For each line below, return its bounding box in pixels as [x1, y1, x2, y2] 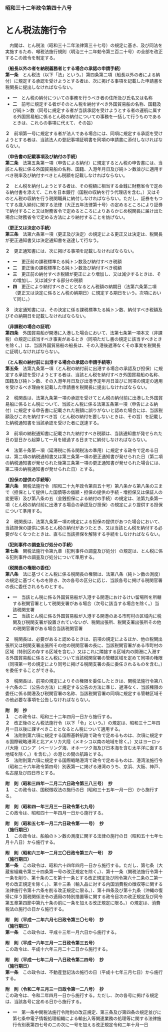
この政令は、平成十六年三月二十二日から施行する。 [5, 946, 110, 952]
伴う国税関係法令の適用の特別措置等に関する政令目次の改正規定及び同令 [13, 893, 163, 899]
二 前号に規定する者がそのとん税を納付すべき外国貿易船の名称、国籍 [12, 101, 157, 107]
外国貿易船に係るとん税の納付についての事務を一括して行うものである [16, 113, 161, 119]
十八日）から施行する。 [9, 839, 58, 845]
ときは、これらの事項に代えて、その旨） [12, 119, 96, 125]
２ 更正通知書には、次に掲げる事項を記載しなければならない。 [5, 247, 136, 253]
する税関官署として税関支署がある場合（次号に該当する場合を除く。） [12, 600, 155, 606]
